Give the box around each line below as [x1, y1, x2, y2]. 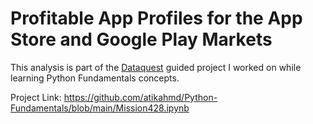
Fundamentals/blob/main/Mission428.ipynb [10, 102, 190, 114]
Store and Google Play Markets [10, 28, 273, 51]
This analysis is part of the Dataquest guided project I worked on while [10, 61, 302, 73]
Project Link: [10, 91, 62, 103]
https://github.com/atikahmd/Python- [63, 91, 218, 103]
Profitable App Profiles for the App [10, 7, 303, 30]
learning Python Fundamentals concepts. [10, 72, 180, 84]
